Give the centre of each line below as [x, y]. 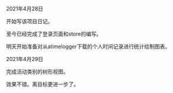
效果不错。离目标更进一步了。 [42, 84]
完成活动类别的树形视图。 [37, 72]
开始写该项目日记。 [30, 21]
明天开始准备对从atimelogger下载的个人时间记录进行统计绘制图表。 [88, 46]
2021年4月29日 [25, 59]
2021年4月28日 [25, 9]
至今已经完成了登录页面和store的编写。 [54, 34]
